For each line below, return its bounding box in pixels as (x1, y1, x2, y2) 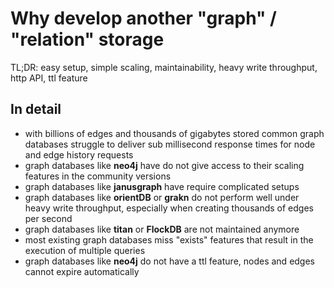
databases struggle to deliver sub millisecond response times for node (24, 138, 316, 150)
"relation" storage (10, 28, 165, 51)
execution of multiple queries (24, 244, 146, 256)
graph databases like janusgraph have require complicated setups (24, 180, 300, 192)
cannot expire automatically (24, 265, 140, 277)
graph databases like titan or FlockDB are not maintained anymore (24, 223, 300, 235)
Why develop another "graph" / (10, 7, 277, 30)
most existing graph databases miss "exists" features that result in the (24, 233, 314, 246)
